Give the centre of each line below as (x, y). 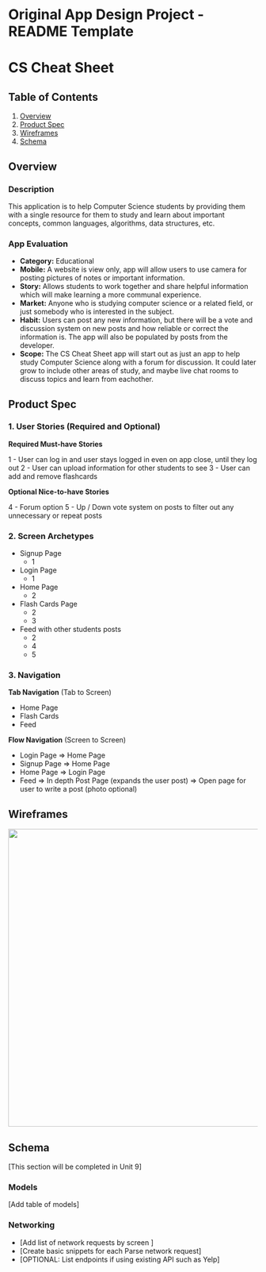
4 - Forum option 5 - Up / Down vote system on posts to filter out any (121, 507)
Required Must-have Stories (55, 444)
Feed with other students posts (70, 630)
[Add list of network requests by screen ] (87, 1242)
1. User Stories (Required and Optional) (84, 426)
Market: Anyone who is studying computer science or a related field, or (136, 303)
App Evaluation (38, 244)
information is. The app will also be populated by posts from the (123, 337)
